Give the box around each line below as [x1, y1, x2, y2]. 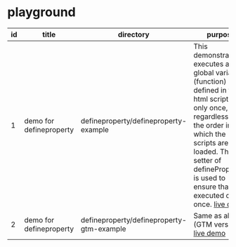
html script [193, 94, 229, 104]
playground [7, 4, 76, 20]
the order [193, 120, 224, 130]
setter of [193, 155, 222, 165]
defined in [193, 85, 227, 95]
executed [193, 190, 225, 200]
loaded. [193, 147, 218, 156]
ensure [193, 182, 216, 192]
